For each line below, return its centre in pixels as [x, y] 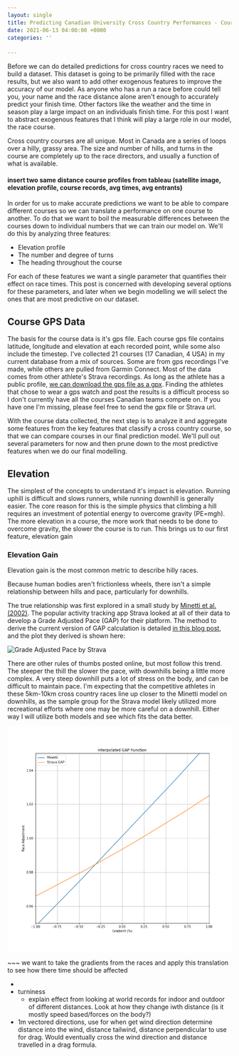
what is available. [33, 163]
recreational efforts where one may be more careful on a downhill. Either [113, 709]
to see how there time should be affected [68, 970]
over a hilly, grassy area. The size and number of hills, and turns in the [110, 148]
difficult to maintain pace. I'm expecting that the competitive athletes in [111, 686]
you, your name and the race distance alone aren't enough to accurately [113, 97]
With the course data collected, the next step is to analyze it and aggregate [117, 421]
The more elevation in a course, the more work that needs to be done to [113, 521]
